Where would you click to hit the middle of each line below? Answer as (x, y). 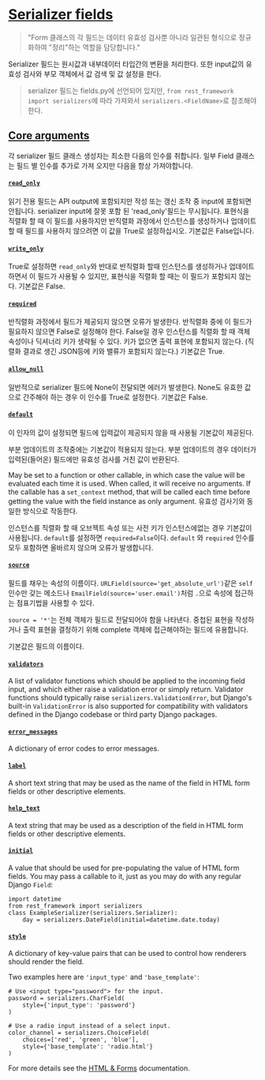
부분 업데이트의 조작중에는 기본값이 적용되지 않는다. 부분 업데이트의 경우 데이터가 (132, 449)
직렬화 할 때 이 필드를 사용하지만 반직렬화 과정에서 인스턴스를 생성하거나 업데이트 (132, 221)
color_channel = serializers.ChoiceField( (79, 1033)
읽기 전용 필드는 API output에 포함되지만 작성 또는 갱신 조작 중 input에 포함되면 (130, 201)
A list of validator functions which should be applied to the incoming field (127, 681)
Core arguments (49, 136)
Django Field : (31, 884)
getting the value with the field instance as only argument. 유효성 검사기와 (127, 501)
